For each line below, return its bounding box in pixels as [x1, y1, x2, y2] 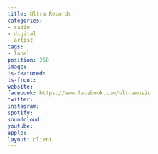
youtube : [7, 122, 33, 130]
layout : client [7, 136, 53, 143]
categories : [7, 17, 43, 24]
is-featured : [7, 70, 46, 77]
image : [7, 63, 27, 70]
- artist [7, 37, 33, 44]
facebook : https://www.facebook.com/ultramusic [7, 89, 152, 97]
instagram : [7, 103, 40, 110]
